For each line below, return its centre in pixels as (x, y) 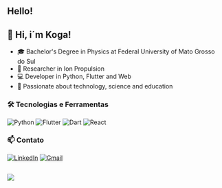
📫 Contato (26, 140)
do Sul (26, 62)
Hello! (20, 11)
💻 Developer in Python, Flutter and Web (74, 77)
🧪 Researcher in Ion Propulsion (61, 69)
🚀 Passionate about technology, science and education (95, 86)
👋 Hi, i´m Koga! (39, 35)
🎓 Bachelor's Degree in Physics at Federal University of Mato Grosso (116, 51)
